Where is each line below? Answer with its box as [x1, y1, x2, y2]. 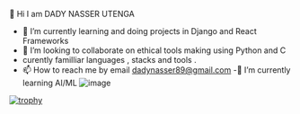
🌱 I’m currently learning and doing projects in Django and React [22, 26, 258, 36]
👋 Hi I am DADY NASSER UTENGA [9, 9, 135, 19]
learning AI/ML [22, 77, 78, 88]
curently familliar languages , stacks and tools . [22, 55, 197, 65]
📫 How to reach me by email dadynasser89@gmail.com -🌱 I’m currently [22, 65, 291, 75]
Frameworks [22, 36, 69, 46]
